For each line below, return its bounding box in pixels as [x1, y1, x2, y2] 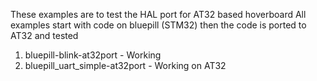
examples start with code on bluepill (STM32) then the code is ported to [10, 19, 307, 31]
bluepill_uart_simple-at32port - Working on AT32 [24, 60, 227, 71]
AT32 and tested [10, 30, 79, 41]
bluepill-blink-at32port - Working [24, 49, 162, 61]
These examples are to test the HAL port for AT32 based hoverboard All [10, 9, 307, 20]
